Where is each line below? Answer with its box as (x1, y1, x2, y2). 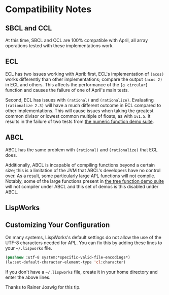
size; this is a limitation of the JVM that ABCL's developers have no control (5, 167, 161, 173)
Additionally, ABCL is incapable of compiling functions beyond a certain (5, 161, 155, 168)
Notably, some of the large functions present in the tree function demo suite (5, 178, 164, 184)
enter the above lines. (5, 274, 51, 280)
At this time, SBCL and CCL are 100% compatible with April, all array (5, 37, 148, 43)
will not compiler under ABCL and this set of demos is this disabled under (5, 183, 159, 189)
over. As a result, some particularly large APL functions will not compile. (5, 173, 156, 179)
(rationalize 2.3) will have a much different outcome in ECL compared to (5, 102, 161, 108)
